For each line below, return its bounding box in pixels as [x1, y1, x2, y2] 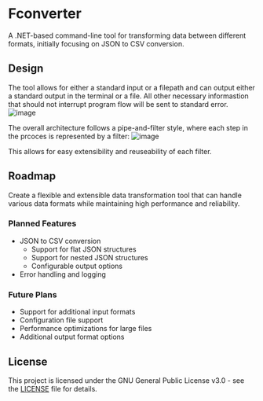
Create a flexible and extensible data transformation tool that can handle [8, 190, 242, 200]
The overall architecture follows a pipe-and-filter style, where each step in [8, 123, 249, 132]
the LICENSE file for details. [8, 384, 98, 393]
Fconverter [8, 5, 82, 23]
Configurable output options [31, 261, 123, 270]
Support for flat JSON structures [31, 245, 137, 254]
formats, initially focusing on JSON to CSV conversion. [8, 39, 184, 48]
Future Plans [8, 289, 57, 300]
